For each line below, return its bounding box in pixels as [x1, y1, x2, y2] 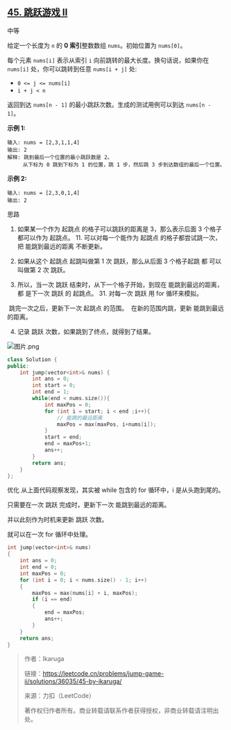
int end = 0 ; [19, 564, 58, 571]
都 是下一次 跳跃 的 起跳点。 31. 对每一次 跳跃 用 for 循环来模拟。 [17, 289, 203, 297]
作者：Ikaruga [24, 655, 65, 663]
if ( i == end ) [32, 596, 73, 603]
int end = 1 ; [32, 388, 70, 395]
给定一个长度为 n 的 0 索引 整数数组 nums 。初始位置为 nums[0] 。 [7, 41, 187, 49]
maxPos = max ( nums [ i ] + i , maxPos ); [32, 589, 138, 596]
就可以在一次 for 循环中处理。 [7, 530, 92, 539]
